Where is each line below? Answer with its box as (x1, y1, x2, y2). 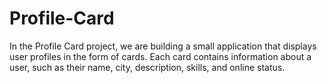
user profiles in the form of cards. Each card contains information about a (9, 50, 312, 62)
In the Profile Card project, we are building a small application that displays (9, 40, 317, 52)
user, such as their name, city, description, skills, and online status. (9, 61, 286, 73)
